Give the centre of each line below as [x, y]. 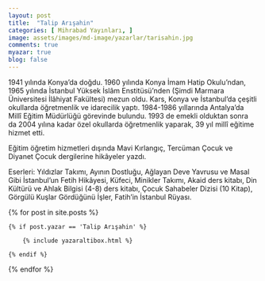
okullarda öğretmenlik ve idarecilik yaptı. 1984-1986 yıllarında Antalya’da [126, 107]
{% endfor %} [31, 269]
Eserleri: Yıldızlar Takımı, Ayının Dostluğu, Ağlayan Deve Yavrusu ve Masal [129, 172]
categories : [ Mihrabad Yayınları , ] [71, 30]
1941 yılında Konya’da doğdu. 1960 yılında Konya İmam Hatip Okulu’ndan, [127, 82]
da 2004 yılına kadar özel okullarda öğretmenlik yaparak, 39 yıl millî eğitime [131, 124]
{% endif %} [28, 254]
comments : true [33, 45]
